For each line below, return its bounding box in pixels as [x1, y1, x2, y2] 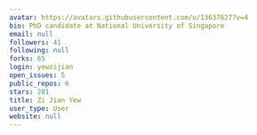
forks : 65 [9, 54, 46, 63]
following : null [9, 46, 69, 55]
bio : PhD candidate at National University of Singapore [9, 21, 225, 30]
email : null [9, 29, 53, 38]
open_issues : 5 [9, 71, 66, 80]
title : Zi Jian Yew [9, 95, 82, 105]
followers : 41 [9, 37, 62, 47]
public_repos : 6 [9, 79, 69, 88]
